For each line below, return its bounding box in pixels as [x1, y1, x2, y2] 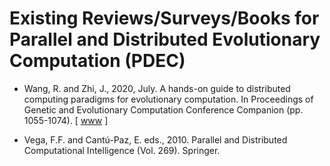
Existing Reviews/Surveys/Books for [9, 7, 320, 30]
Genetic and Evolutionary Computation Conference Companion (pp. [23, 103, 304, 116]
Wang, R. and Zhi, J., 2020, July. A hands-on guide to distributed [23, 82, 291, 94]
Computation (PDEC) [9, 50, 186, 72]
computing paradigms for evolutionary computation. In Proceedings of [23, 93, 314, 105]
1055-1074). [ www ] [23, 114, 109, 126]
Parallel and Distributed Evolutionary [9, 28, 321, 51]
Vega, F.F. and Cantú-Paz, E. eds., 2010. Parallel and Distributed [23, 133, 288, 146]
